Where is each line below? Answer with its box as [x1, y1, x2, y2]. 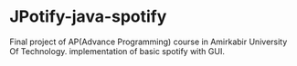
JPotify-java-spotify [9, 6, 167, 27]
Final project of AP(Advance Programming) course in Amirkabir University [9, 36, 288, 47]
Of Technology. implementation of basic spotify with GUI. [9, 45, 226, 56]
